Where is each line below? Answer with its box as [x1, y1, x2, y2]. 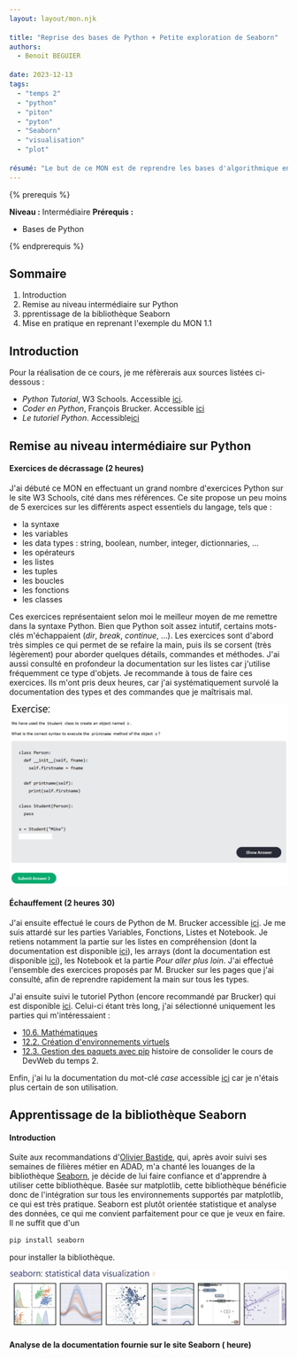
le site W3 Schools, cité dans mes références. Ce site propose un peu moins [9, 492, 287, 502]
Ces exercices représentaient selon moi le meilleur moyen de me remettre [9, 611, 278, 622]
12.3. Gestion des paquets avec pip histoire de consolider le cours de [21, 1045, 274, 1056]
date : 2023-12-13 [9, 71, 73, 80]
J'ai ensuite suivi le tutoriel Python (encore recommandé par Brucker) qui [9, 990, 277, 1001]
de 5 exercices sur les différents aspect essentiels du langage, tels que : [9, 501, 272, 512]
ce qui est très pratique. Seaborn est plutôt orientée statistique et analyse [9, 1199, 277, 1209]
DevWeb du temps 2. [21, 1055, 99, 1066]
